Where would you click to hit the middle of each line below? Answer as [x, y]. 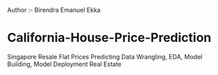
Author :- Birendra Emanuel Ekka [54, 10]
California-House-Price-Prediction [109, 38]
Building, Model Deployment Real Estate [64, 64]
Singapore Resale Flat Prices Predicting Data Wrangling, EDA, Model [105, 56]
